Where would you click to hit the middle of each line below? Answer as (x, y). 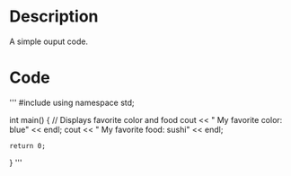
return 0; (28, 145)
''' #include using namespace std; (72, 102)
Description (54, 17)
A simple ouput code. (48, 41)
